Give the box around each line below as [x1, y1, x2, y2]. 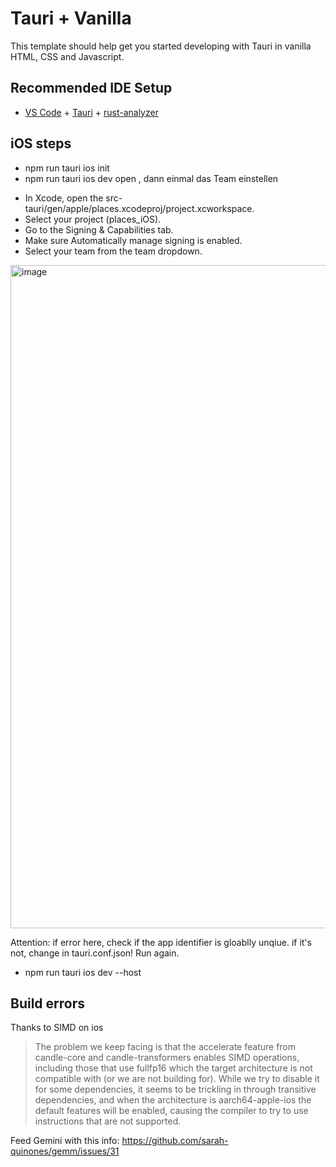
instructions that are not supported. [34, 1115, 182, 1127]
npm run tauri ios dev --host [24, 966, 142, 978]
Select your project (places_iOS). [24, 213, 162, 225]
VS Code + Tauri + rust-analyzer [24, 106, 159, 118]
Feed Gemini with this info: [10, 1135, 120, 1147]
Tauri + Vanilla [10, 7, 132, 30]
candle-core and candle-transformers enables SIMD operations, [34, 1052, 300, 1064]
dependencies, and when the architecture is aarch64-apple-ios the [34, 1094, 312, 1106]
